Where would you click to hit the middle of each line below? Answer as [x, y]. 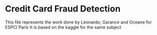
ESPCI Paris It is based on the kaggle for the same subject [63, 27]
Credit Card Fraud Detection [63, 9]
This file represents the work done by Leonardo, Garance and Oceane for [78, 22]
